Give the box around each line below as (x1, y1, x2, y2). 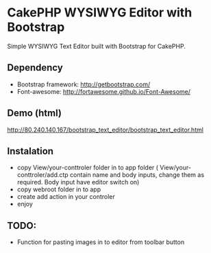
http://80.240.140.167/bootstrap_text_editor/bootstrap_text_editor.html (7, 125, 204, 134)
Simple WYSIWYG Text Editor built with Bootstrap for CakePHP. (7, 42, 186, 50)
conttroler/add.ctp (16, 171, 69, 179)
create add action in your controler (16, 193, 115, 201)
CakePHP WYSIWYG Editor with (7, 5, 193, 21)
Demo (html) (7, 108, 62, 119)
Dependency (7, 62, 63, 73)
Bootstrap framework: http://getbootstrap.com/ (16, 80, 151, 88)
